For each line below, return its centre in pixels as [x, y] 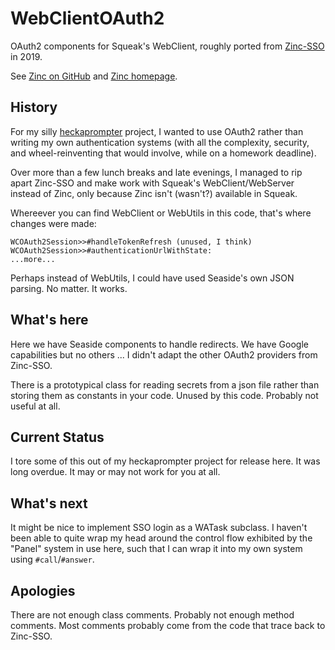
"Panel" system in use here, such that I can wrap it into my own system [156, 549]
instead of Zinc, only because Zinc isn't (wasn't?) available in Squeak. [154, 193]
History [34, 107]
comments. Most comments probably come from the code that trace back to [168, 625]
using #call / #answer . [52, 559]
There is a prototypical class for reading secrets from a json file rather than [165, 384]
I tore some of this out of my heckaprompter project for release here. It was [165, 461]
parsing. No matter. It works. [69, 288]
